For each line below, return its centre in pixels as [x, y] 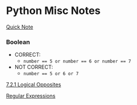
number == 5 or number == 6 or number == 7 [77, 62]
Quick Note [20, 27]
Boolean [18, 42]
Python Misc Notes [53, 11]
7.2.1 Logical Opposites [34, 85]
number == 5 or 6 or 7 [51, 74]
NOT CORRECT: [34, 67]
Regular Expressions [31, 96]
